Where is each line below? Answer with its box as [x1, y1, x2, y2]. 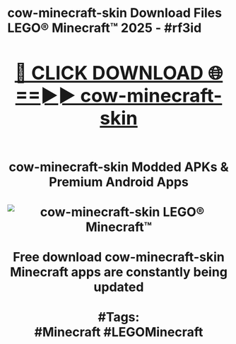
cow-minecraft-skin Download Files [7, 5, 223, 21]
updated [93, 279, 144, 295]
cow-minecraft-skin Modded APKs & [8, 159, 229, 174]
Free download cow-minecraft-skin [13, 249, 225, 265]
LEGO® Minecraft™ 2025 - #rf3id [7, 20, 202, 36]
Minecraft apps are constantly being [9, 263, 228, 280]
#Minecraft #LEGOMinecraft [34, 324, 203, 340]
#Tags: [98, 309, 140, 325]
